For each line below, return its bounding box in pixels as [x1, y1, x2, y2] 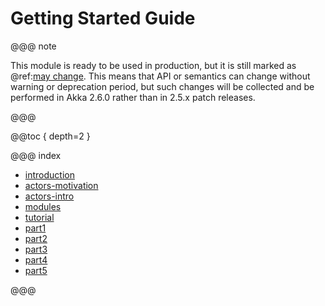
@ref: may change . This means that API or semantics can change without [10, 70, 311, 82]
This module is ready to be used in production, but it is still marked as [10, 59, 297, 71]
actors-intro [24, 190, 75, 202]
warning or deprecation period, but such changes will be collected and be [10, 80, 315, 92]
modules [24, 200, 62, 212]
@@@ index [10, 149, 62, 161]
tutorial [24, 211, 55, 223]
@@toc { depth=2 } [10, 130, 91, 142]
